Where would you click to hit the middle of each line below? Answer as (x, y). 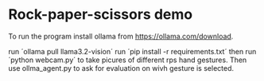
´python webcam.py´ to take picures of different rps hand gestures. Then (128, 60)
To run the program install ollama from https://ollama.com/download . (121, 36)
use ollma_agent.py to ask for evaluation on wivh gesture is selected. (121, 68)
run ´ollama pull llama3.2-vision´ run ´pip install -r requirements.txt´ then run (132, 51)
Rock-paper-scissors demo (101, 15)
